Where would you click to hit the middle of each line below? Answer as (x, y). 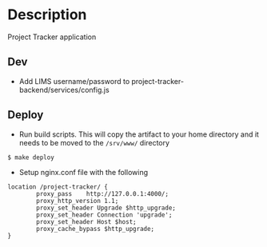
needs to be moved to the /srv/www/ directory (94, 142)
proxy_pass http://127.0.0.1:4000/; (103, 193)
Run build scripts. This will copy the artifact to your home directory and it (139, 134)
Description (47, 15)
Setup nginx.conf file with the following (84, 172)
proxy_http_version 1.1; (78, 201)
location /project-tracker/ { (58, 187)
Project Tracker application (52, 37)
